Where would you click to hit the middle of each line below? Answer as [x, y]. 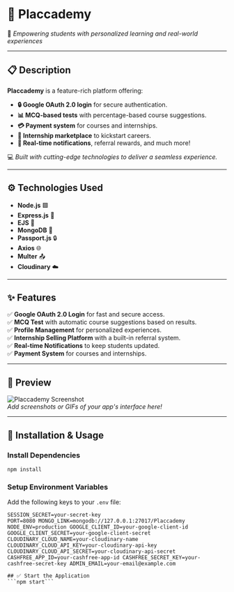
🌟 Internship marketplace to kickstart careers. [84, 135]
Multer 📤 [31, 256]
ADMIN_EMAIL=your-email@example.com [123, 564]
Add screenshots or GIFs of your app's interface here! [85, 407]
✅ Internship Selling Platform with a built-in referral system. [94, 338]
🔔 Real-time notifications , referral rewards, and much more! [104, 143]
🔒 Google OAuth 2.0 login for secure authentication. [92, 105]
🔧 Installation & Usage [56, 435]
